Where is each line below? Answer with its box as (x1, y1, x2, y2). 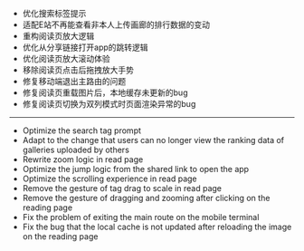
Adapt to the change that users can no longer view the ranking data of (22, 135, 285, 145)
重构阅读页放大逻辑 (22, 31, 95, 41)
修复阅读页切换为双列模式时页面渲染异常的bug (22, 99, 196, 109)
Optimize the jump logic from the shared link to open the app (22, 164, 250, 174)
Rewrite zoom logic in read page (22, 154, 144, 165)
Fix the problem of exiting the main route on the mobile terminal (22, 212, 260, 222)
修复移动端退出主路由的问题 (22, 76, 127, 86)
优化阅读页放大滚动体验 (22, 53, 110, 63)
